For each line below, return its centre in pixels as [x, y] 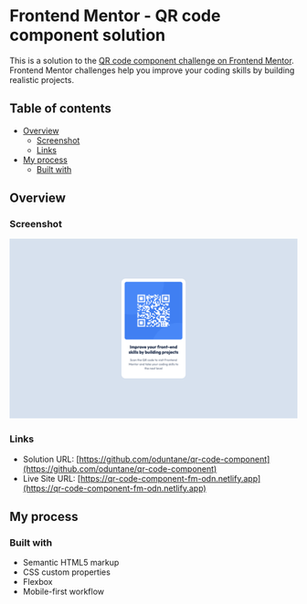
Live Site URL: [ [52, 478]
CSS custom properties [67, 572]
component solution [88, 35]
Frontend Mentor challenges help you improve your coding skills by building [152, 70]
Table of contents [60, 109]
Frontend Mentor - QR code [115, 16]
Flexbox [37, 582]
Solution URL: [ [51, 459]
